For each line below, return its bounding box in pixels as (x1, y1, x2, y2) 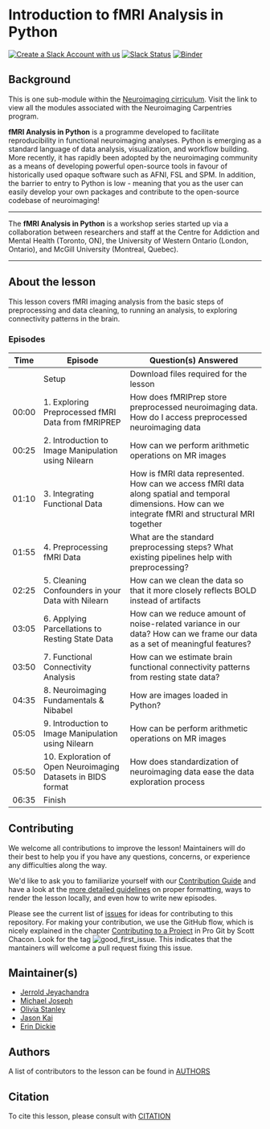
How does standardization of (129, 756, 239, 767)
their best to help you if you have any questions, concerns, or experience (8, 852, 251, 861)
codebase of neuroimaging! (8, 195, 100, 205)
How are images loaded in (129, 689, 228, 700)
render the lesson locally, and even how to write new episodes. (8, 893, 217, 903)
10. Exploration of (43, 751, 111, 762)
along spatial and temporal (129, 488, 231, 499)
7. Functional (43, 651, 92, 662)
